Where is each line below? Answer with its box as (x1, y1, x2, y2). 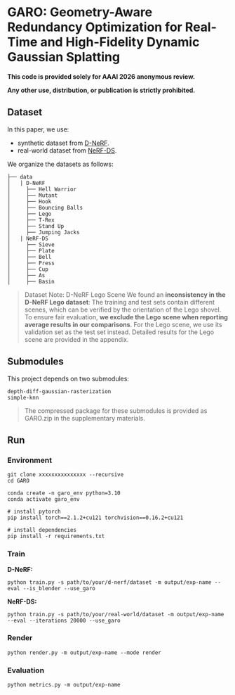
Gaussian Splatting (7, 49, 121, 65)
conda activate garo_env (7, 496, 80, 503)
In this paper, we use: (7, 125, 69, 134)
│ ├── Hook (7, 198, 52, 205)
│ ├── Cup (7, 265, 49, 273)
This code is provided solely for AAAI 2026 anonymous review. (7, 72, 195, 81)
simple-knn (7, 394, 39, 401)
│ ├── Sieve (7, 241, 55, 248)
